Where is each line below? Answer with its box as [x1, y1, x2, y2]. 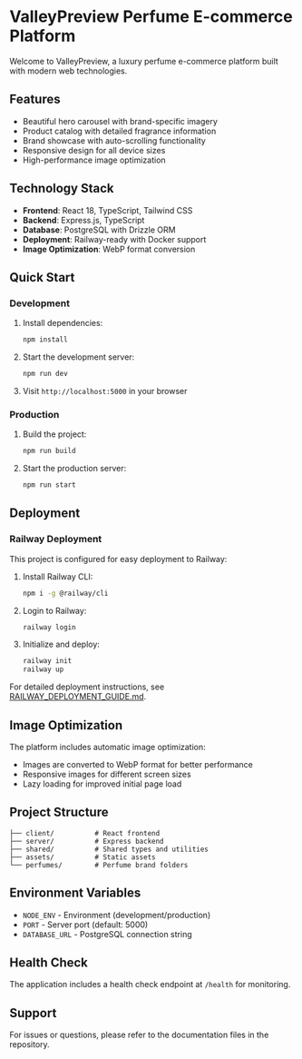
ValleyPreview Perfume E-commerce [9, 6, 293, 27]
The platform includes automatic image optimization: [9, 742, 206, 753]
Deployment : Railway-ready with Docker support [22, 233, 207, 244]
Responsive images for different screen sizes [22, 769, 192, 780]
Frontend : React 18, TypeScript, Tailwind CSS [22, 204, 193, 215]
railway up [22, 665, 64, 674]
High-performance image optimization [22, 154, 166, 165]
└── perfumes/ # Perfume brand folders [9, 860, 189, 869]
